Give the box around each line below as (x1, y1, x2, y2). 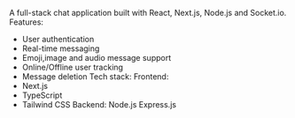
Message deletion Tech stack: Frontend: (21, 71, 169, 82)
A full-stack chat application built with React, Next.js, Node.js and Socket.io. (9, 8, 287, 18)
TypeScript (21, 90, 63, 100)
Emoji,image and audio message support (21, 53, 171, 63)
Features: (9, 17, 44, 27)
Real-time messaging (21, 43, 100, 54)
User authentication (21, 34, 95, 44)
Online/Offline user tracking (21, 62, 124, 72)
